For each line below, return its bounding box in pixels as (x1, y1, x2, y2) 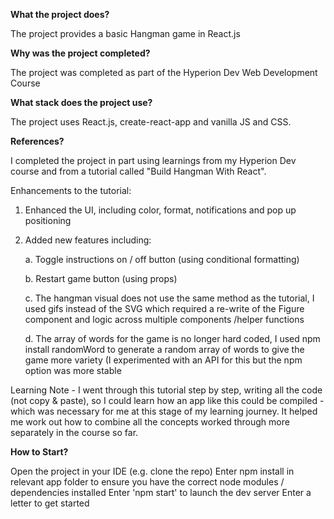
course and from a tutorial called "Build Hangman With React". (10, 165, 267, 177)
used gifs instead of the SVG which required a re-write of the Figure (24, 303, 305, 314)
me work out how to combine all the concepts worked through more (10, 416, 290, 428)
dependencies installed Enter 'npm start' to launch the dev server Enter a (10, 487, 312, 498)
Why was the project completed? (10, 47, 151, 59)
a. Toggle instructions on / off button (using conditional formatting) (24, 254, 300, 265)
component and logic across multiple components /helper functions (24, 314, 305, 325)
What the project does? (10, 9, 110, 20)
